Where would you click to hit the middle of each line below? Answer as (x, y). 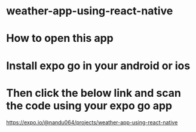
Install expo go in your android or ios (98, 65)
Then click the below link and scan (94, 93)
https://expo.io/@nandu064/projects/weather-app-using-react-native (92, 122)
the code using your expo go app (89, 105)
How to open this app (60, 39)
